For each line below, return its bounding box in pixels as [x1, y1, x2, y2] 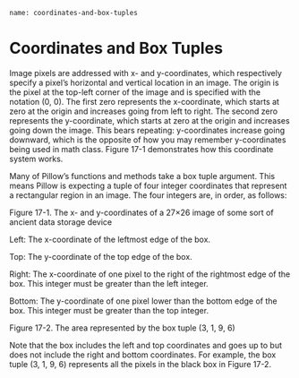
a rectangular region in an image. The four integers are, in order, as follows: [9, 189, 287, 201]
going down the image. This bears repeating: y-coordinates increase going [9, 125, 286, 135]
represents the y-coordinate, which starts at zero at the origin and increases [9, 115, 290, 125]
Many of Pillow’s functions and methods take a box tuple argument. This [9, 170, 276, 181]
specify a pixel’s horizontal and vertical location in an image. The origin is [9, 77, 279, 88]
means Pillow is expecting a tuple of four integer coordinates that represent [9, 180, 287, 191]
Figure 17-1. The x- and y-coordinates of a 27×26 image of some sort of [9, 207, 275, 218]
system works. [9, 153, 64, 164]
